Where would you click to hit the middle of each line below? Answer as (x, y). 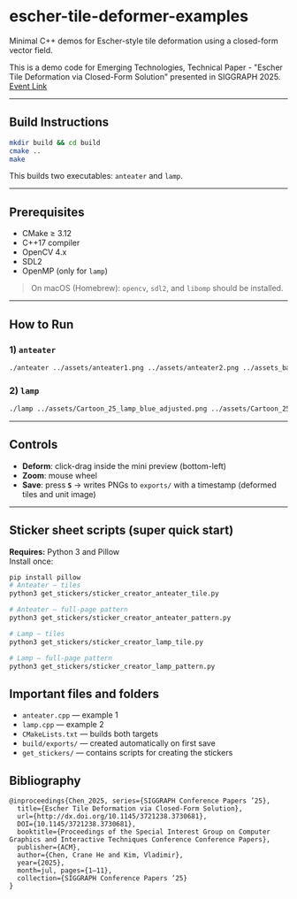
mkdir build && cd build (55, 142)
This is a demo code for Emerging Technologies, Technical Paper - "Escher (146, 67)
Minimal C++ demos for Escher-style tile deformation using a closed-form (144, 41)
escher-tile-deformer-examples (129, 16)
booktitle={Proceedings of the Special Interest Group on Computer (144, 832)
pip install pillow (45, 577)
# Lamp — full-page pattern (61, 658)
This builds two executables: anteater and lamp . (96, 176)
